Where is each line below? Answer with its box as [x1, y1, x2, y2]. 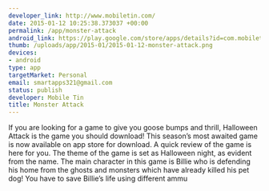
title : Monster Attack [8, 101, 84, 109]
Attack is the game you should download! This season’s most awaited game [8, 131, 259, 141]
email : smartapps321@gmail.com [8, 78, 113, 86]
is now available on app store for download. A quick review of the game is [8, 140, 252, 149]
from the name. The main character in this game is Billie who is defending [8, 157, 251, 166]
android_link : [8, 34, 56, 42]
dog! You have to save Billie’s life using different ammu [8, 173, 188, 184]
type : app [8, 64, 42, 72]
